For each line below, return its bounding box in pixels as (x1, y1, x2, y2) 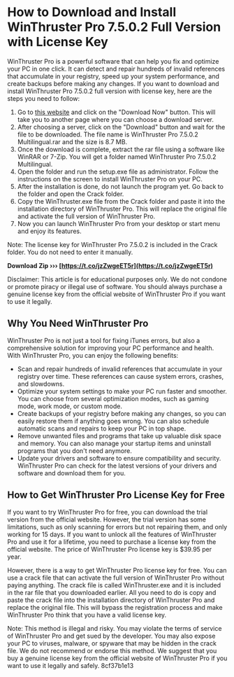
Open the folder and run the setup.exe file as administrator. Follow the (17, 167, 219, 176)
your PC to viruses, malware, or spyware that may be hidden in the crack (7, 638, 217, 648)
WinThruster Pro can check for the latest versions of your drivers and (17, 461, 217, 470)
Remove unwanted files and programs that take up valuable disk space (17, 431, 221, 440)
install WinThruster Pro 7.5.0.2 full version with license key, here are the (7, 87, 212, 95)
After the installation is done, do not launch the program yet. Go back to (17, 182, 224, 190)
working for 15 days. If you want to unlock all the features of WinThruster (7, 530, 217, 538)
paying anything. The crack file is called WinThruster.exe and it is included (7, 580, 221, 589)
